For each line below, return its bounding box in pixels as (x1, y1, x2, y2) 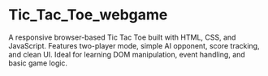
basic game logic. (8, 58, 67, 68)
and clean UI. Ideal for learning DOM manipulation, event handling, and (8, 49, 245, 59)
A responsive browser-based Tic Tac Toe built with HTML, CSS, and (8, 32, 236, 42)
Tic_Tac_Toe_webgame (8, 6, 168, 24)
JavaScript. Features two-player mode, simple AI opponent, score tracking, (8, 40, 260, 50)
